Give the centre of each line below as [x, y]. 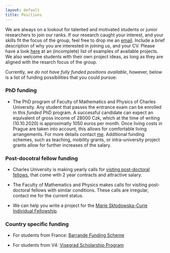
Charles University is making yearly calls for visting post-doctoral [81, 170]
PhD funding [21, 90]
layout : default [22, 10]
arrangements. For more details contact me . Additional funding [78, 134]
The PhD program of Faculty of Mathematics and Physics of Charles [84, 101]
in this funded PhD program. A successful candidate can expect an [83, 112]
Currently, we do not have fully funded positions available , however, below [84, 72]
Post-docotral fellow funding [41, 158]
